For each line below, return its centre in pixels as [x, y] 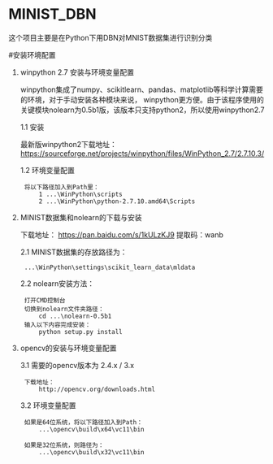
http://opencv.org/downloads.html [97, 389]
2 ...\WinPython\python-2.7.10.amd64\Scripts [117, 201]
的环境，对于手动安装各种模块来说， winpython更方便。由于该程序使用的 [142, 99]
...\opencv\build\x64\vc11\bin [91, 429]
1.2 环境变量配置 [47, 170]
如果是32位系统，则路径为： [64, 445]
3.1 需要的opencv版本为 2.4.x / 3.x [77, 365]
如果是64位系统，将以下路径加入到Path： [84, 422]
